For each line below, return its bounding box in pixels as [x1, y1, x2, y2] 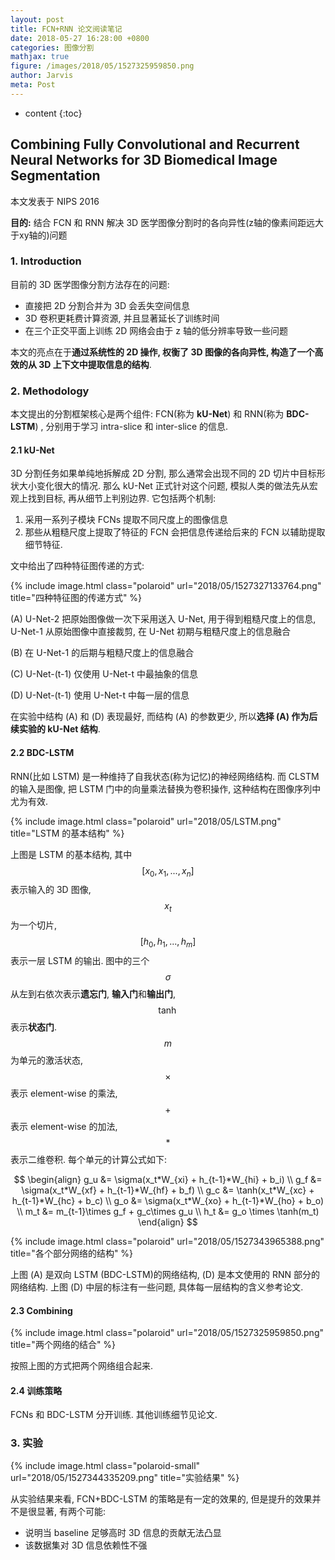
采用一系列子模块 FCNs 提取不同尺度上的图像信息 [24, 514, 229, 526]
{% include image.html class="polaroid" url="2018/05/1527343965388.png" [10, 1235, 325, 1247]
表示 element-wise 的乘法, [10, 1087, 118, 1099]
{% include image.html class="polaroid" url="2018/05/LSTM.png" [10, 815, 282, 827]
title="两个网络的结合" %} [10, 1339, 117, 1351]
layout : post [10, 14, 65, 25]
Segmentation [10, 167, 101, 185]
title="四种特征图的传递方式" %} [10, 592, 143, 604]
